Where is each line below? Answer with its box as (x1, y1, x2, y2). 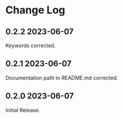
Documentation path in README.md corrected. (5, 74, 118, 81)
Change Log (5, 3, 65, 17)
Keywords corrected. (5, 42, 56, 49)
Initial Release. (5, 106, 40, 113)
